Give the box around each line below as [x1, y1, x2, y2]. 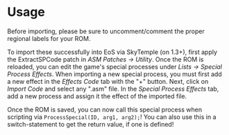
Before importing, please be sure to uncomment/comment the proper [7, 27, 205, 35]
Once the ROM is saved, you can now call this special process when [7, 105, 203, 114]
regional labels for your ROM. [7, 34, 91, 42]
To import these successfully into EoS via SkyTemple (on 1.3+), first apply [7, 48, 217, 56]
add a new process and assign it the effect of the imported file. [7, 91, 187, 100]
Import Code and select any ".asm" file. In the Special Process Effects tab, [7, 84, 219, 93]
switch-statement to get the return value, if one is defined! [7, 120, 174, 128]
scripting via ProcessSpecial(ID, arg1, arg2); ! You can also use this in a [7, 112, 217, 121]
